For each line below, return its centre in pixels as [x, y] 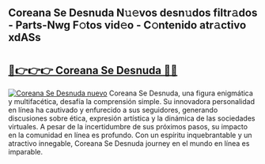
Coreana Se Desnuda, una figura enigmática [181, 93]
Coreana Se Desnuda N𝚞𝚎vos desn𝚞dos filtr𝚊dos [133, 13]
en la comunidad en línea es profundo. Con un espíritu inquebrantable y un [130, 135]
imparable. [26, 152]
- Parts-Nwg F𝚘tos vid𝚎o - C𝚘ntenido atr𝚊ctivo [127, 26]
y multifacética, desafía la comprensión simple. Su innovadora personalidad [132, 101]
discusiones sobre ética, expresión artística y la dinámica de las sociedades [132, 118]
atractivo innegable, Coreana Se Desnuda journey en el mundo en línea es [129, 143]
